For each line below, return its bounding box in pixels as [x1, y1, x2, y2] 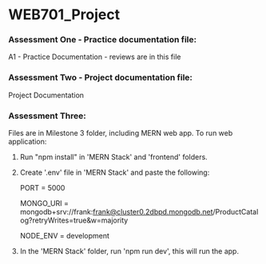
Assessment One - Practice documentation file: [8, 34, 197, 45]
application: [8, 137, 47, 147]
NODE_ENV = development [19, 231, 110, 241]
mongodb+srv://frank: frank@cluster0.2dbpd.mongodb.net [19, 207, 213, 217]
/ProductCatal [212, 207, 259, 217]
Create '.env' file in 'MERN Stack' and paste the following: [19, 167, 210, 177]
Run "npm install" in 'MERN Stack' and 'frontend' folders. [19, 152, 208, 162]
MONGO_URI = [19, 199, 69, 208]
